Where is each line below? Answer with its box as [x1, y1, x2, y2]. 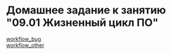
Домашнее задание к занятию [6, 4, 167, 17]
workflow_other [6, 42, 45, 49]
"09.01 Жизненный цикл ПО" [6, 16, 159, 29]
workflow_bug [6, 35, 42, 42]
